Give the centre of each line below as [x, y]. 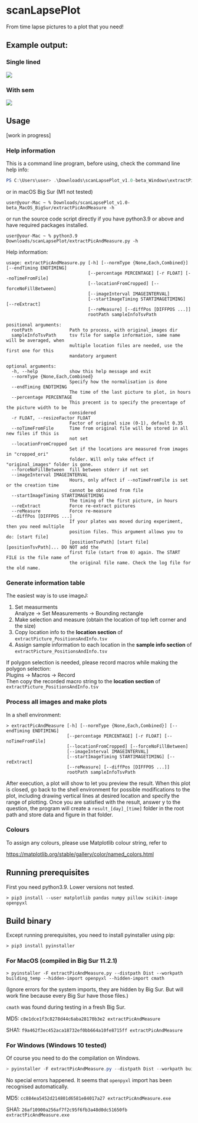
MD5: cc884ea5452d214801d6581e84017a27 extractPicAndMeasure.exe [89, 1098]
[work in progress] [29, 135]
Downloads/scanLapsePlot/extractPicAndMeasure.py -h [72, 241]
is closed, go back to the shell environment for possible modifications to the [98, 789]
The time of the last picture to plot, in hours [130, 392]
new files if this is [33, 433]
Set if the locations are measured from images [129, 449]
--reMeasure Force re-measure [62, 511]
